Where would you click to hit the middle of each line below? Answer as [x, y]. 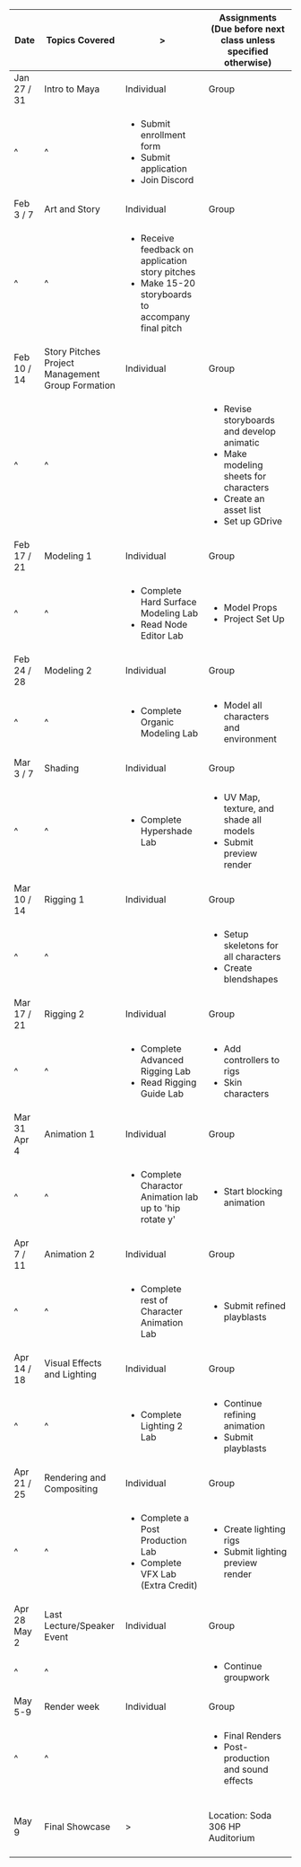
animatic [241, 442]
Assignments [248, 18]
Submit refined [255, 1306]
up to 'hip [160, 1208]
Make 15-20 [168, 283]
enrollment [163, 135]
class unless [248, 40]
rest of [154, 1300]
